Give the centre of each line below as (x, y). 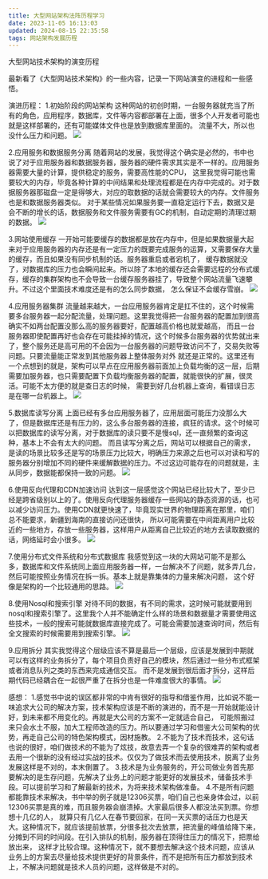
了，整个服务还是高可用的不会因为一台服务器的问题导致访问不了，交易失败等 (134, 346)
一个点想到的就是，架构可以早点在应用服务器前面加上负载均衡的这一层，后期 (134, 366)
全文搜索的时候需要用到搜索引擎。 (64, 634)
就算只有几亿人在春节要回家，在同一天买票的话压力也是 (150, 817)
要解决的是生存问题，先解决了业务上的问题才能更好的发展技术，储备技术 (127, 777)
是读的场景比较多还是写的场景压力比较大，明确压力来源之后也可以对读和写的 (134, 453)
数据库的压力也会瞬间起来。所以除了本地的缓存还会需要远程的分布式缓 (144, 269)
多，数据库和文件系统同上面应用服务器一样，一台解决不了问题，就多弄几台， (134, 567)
